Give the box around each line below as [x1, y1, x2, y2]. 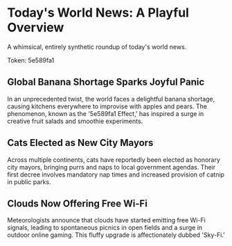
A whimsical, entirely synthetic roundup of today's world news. [7, 42, 187, 51]
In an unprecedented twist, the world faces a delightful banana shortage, [7, 95, 215, 103]
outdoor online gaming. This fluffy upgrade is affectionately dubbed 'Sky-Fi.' [7, 231, 225, 239]
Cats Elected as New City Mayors [7, 137, 154, 149]
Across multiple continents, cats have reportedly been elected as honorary [7, 155, 220, 164]
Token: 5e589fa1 [7, 56, 55, 64]
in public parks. [7, 177, 51, 186]
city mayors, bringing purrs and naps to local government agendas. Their [7, 163, 216, 171]
